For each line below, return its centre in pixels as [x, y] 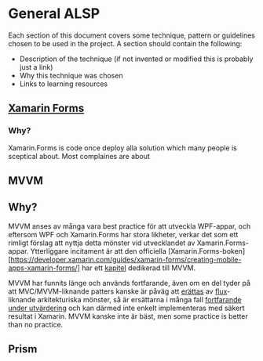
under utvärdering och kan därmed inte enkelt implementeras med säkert [126, 308]
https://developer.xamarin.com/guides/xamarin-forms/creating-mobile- [126, 259]
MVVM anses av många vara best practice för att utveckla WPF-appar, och [130, 226]
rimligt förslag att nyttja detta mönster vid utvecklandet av [102, 243]
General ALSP [54, 14]
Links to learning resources [64, 84]
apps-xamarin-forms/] [44, 268]
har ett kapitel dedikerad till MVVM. [139, 268]
